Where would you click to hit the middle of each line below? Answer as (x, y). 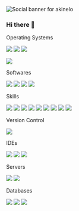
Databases (19, 191)
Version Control (25, 120)
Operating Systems (30, 38)
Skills (13, 97)
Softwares (19, 73)
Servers (16, 167)
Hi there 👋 (21, 24)
